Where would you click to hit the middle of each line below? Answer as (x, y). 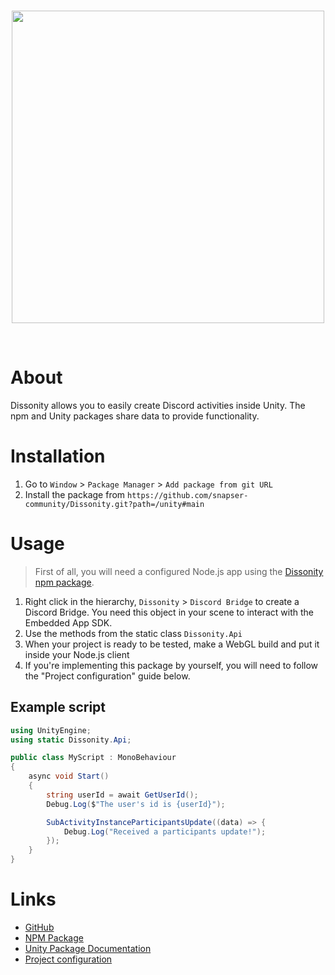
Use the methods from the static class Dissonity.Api (133, 633)
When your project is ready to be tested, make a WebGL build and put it (172, 644)
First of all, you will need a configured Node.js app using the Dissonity (179, 571)
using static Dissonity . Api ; (71, 740)
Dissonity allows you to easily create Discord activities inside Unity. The (158, 405)
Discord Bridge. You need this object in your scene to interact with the (169, 612)
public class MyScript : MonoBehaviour (93, 758)
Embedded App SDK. (68, 622)
